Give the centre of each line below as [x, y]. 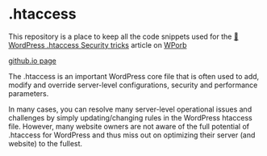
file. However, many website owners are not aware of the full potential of [129, 126]
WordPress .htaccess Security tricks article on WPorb [98, 44]
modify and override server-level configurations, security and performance [133, 85]
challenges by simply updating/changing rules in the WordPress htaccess [130, 117]
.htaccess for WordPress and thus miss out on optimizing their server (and [132, 135]
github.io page [32, 61]
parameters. [29, 93]
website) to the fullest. [46, 143]
